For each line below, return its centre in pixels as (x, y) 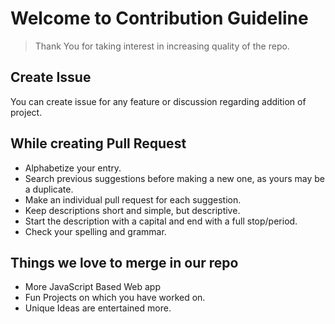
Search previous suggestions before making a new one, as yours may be (175, 178)
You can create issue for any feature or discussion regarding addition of (158, 101)
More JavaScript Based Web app (92, 287)
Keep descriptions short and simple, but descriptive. (132, 210)
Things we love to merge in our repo (124, 262)
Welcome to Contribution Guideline (159, 18)
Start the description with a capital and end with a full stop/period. (161, 221)
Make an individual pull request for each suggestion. (133, 199)
